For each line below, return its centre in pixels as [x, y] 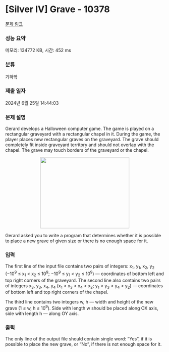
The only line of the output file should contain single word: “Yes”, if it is [79, 339]
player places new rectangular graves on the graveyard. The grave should [82, 140]
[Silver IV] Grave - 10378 [58, 9]
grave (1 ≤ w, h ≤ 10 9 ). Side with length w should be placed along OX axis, [82, 308]
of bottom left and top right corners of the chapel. [57, 292]
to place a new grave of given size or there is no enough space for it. [77, 241]
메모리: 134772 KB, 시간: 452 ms [38, 50]
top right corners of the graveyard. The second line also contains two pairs [83, 280]
